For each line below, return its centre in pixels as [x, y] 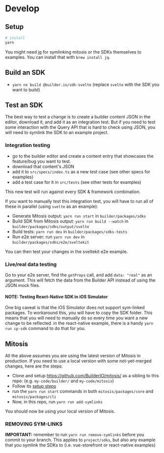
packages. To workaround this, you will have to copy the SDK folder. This [79, 313]
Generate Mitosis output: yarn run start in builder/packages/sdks [79, 216]
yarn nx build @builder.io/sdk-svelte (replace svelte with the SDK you [86, 85]
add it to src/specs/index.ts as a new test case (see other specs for [81, 171]
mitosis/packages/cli [34, 397]
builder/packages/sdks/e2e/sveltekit [51, 242]
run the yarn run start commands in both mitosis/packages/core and [83, 391]
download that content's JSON [43, 166]
